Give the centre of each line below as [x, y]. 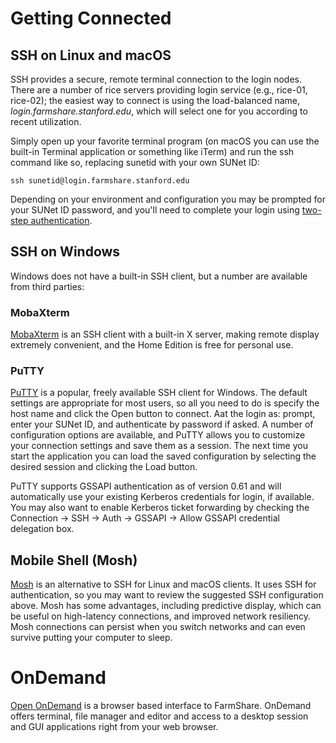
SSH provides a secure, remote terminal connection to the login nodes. [156, 79]
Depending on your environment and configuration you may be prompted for [168, 199]
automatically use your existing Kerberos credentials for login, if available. [162, 497]
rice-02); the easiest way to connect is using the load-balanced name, [155, 100]
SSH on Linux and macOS [91, 55]
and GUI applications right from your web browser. [114, 727]
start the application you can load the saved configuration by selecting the [163, 456]
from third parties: [47, 286]
